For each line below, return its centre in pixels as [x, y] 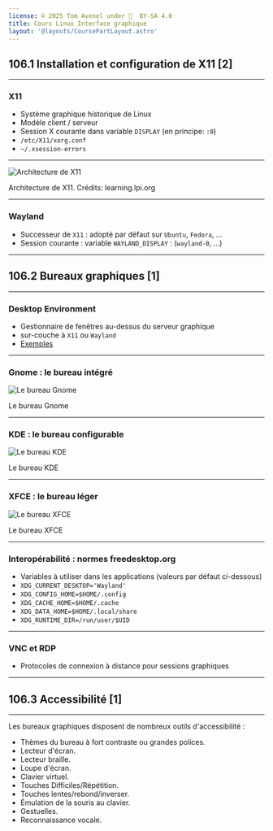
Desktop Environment [52, 308]
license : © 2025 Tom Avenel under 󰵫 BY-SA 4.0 [91, 16]
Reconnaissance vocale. [61, 820]
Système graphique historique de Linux [86, 114]
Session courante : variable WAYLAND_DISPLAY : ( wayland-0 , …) [121, 243]
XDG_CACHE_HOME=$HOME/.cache [69, 603]
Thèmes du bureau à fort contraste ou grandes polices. [113, 742]
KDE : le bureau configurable [66, 434]
